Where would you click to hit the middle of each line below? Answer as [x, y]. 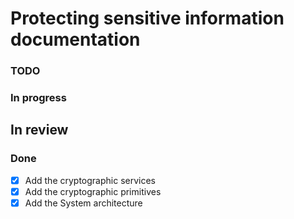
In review [39, 130]
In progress [38, 98]
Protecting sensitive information [147, 18]
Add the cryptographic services [90, 180]
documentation [75, 39]
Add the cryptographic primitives [93, 191]
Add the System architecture [83, 203]
